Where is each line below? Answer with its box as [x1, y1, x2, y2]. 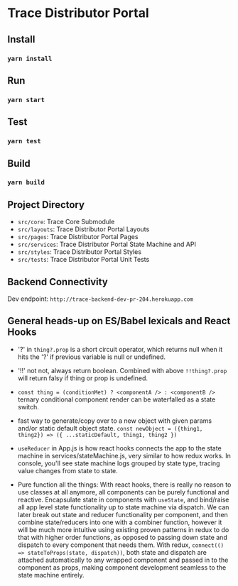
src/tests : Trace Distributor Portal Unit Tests [17, 255, 150, 264]
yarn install [7, 55, 53, 62]
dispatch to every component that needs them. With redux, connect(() [17, 541, 225, 549]
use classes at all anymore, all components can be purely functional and [17, 487, 229, 496]
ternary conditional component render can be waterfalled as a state [17, 395, 216, 404]
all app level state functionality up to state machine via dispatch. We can [17, 502, 229, 512]
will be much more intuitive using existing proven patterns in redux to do [17, 525, 229, 534]
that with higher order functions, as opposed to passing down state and [17, 533, 227, 541]
